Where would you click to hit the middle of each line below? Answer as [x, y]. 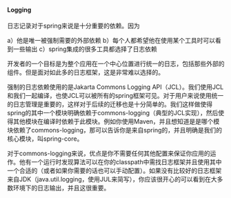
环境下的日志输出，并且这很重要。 [61, 188]
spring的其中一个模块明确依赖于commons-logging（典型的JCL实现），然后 [113, 113]
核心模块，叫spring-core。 [45, 139]
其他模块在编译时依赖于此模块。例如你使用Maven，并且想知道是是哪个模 [116, 121]
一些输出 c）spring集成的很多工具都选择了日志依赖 [85, 49]
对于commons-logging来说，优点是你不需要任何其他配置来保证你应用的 [109, 154]
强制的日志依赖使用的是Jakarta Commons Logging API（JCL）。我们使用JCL [115, 87]
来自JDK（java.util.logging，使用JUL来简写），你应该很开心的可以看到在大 [112, 179]
